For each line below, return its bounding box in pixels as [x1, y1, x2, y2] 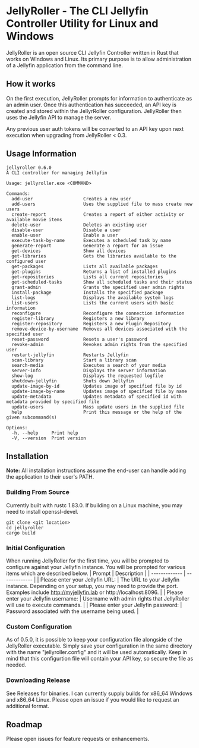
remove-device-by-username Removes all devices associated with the [11, 326, 187, 332]
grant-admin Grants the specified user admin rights [11, 284, 185, 290]
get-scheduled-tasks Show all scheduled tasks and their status [11, 279, 193, 285]
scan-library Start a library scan [11, 357, 137, 363]
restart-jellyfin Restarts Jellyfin [11, 352, 129, 358]
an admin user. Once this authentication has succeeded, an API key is [6, 101, 177, 108]
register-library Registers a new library [11, 315, 145, 322]
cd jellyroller [6, 524, 44, 530]
